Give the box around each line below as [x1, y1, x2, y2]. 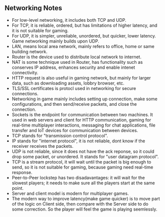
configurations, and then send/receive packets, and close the [11, 101, 137, 107]
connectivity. [11, 69, 39, 76]
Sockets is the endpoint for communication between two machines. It [11, 111, 153, 118]
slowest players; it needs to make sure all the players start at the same [11, 180, 155, 186]
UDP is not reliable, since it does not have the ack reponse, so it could [11, 148, 155, 154]
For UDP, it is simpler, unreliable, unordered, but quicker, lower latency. [11, 33, 156, 39]
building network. [11, 48, 48, 54]
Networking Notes [4, 4, 62, 12]
